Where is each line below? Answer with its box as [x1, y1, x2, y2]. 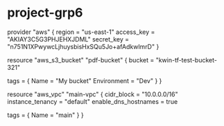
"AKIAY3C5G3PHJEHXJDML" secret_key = [7, 35, 130, 43]
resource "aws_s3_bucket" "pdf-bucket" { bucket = [7, 55, 155, 64]
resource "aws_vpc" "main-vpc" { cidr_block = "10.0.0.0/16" [7, 90, 178, 98]
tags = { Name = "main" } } [7, 111, 85, 119]
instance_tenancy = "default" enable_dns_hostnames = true [7, 97, 178, 105]
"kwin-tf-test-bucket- [155, 55, 217, 64]
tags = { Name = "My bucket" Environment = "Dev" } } [7, 76, 162, 84]
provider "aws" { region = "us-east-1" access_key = [7, 28, 155, 36]
